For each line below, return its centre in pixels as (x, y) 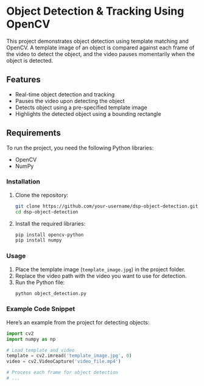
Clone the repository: (42, 195)
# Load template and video (40, 350)
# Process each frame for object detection (62, 373)
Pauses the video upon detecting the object (70, 101)
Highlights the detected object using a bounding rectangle (88, 113)
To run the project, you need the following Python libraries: (80, 148)
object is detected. (30, 60)
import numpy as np (31, 339)
